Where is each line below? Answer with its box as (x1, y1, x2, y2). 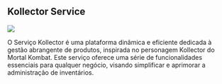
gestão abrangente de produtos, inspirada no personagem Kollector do (7, 46, 215, 54)
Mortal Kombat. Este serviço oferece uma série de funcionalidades (7, 53, 203, 61)
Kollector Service (7, 6, 86, 18)
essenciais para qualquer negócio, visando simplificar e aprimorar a (7, 61, 206, 69)
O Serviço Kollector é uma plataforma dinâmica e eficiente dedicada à (7, 38, 212, 46)
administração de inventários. (7, 68, 94, 77)
